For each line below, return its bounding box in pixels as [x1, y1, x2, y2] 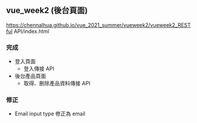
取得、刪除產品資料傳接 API [23, 80, 90, 87]
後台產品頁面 [14, 73, 46, 80]
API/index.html [14, 28, 50, 35]
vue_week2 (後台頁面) [6, 5, 88, 16]
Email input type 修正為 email [14, 110, 86, 117]
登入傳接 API [23, 65, 54, 72]
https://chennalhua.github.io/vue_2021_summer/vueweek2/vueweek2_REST [6, 21, 191, 28]
